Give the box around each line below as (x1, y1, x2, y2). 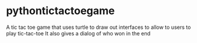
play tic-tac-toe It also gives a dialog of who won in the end (6, 29, 151, 37)
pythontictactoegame (6, 4, 115, 18)
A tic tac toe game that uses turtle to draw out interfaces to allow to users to (6, 24, 191, 31)
